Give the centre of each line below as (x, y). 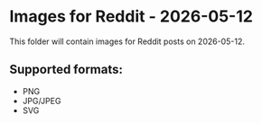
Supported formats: (66, 70)
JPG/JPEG (42, 101)
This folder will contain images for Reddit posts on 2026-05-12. (127, 41)
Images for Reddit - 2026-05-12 (131, 17)
